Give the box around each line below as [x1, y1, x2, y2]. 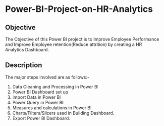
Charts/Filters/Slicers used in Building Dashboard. [12, 110, 114, 116]
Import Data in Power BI [12, 94, 61, 100]
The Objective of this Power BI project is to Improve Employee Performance [5, 36, 160, 42]
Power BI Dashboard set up [12, 89, 68, 95]
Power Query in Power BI [12, 99, 63, 105]
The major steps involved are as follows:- [5, 74, 90, 80]
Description [5, 61, 42, 70]
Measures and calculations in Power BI [12, 105, 92, 111]
